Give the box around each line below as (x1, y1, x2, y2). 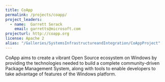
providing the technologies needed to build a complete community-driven (5, 60, 160, 66)
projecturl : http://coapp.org (5, 31, 70, 36)
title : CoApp (5, 7, 33, 13)
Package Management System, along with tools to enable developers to (5, 65, 156, 71)
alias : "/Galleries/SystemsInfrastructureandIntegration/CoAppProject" (5, 41, 160, 46)
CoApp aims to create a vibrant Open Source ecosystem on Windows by (5, 54, 157, 61)
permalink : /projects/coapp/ (5, 12, 67, 17)
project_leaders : (5, 17, 42, 22)
